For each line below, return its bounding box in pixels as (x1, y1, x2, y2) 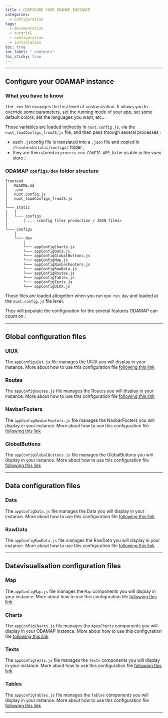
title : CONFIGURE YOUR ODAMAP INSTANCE (5, 7, 91, 13)
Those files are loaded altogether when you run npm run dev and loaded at (5, 293, 158, 299)
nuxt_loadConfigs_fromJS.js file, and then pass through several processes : (5, 129, 161, 135)
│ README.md (5, 183, 35, 188)
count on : (5, 313, 26, 319)
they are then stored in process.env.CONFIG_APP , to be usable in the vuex (12, 150, 161, 156)
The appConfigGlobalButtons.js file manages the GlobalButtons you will (5, 451, 153, 457)
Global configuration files (5, 332, 86, 341)
